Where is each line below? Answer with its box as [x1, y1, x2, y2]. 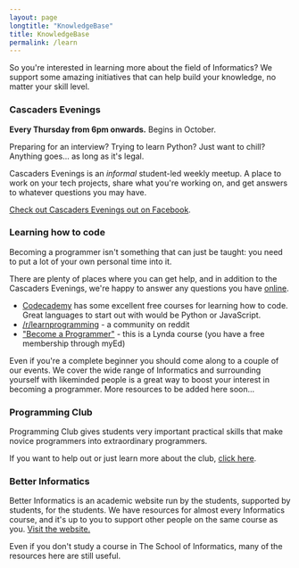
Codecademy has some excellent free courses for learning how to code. [21, 300, 288, 310]
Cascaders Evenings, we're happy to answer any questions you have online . [9, 283, 289, 293]
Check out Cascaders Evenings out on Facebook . [9, 204, 192, 215]
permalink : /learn [9, 37, 78, 47]
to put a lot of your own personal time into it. [9, 256, 172, 267]
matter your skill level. [9, 81, 90, 92]
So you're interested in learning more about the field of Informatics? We [9, 62, 273, 73]
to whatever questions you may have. [9, 186, 147, 197]
